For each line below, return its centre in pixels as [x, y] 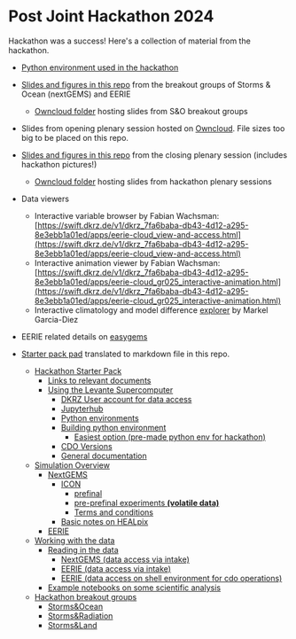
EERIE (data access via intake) [116, 568]
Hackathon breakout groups [86, 596]
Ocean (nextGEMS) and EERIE [76, 94]
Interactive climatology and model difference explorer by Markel [151, 310]
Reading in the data [83, 549]
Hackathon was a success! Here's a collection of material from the [130, 41]
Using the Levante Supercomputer [110, 390]
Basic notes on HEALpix [105, 521]
